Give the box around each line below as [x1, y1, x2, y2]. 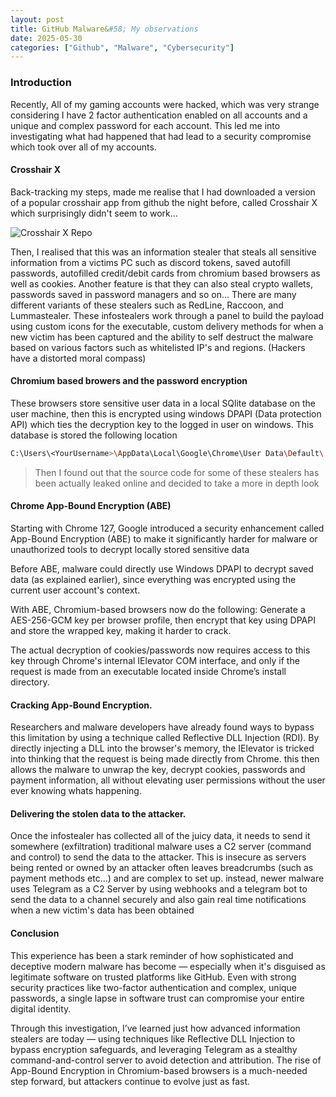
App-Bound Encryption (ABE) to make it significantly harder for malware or [10, 533, 318, 545]
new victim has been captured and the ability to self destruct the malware [10, 331, 314, 343]
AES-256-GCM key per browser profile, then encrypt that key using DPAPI [10, 614, 316, 626]
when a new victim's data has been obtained [10, 904, 195, 916]
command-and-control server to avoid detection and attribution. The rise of [10, 1054, 322, 1066]
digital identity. [10, 1002, 72, 1015]
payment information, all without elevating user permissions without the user [10, 774, 326, 786]
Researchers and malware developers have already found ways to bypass [10, 721, 315, 733]
